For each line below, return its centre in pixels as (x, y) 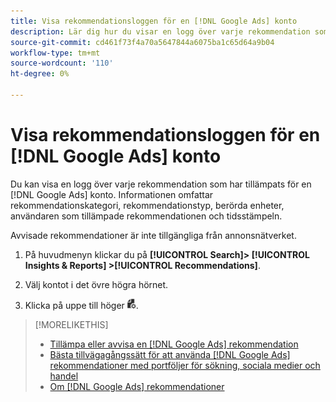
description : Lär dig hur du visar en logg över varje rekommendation (160, 31)
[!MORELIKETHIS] (71, 324)
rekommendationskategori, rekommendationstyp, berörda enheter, (147, 205)
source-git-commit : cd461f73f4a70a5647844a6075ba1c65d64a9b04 (142, 42)
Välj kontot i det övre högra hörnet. (96, 284)
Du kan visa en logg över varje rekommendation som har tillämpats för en (161, 184)
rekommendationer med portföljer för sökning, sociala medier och (185, 365)
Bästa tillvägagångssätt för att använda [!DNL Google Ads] (170, 354)
